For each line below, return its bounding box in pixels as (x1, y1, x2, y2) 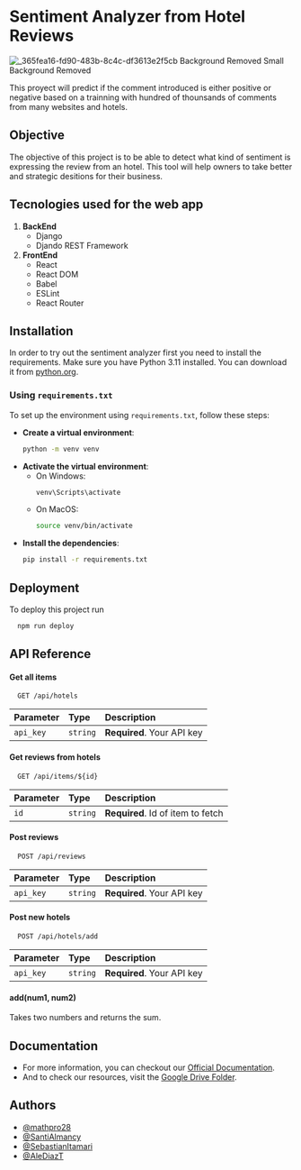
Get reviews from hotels (9, 752, 102, 763)
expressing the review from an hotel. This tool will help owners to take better (9, 160, 293, 172)
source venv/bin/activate (35, 521, 133, 531)
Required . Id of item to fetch (104, 807, 224, 819)
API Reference (9, 646, 92, 662)
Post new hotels (9, 912, 71, 923)
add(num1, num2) (9, 992, 76, 1002)
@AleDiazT (22, 1150, 65, 1161)
